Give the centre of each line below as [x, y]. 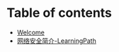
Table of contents [59, 13]
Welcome [31, 32]
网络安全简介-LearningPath [56, 41]
